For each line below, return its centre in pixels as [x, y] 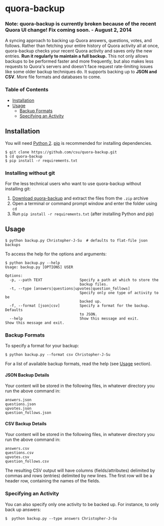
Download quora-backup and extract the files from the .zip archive [80, 198]
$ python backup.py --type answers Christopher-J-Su [61, 518]
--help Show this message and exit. [74, 319]
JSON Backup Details [27, 375]
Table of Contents [27, 90]
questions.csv [20, 453]
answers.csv [17, 449]
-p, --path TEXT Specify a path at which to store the [84, 280]
